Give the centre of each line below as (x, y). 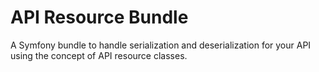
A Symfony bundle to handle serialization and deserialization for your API (161, 45)
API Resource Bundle (99, 17)
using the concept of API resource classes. (99, 55)
